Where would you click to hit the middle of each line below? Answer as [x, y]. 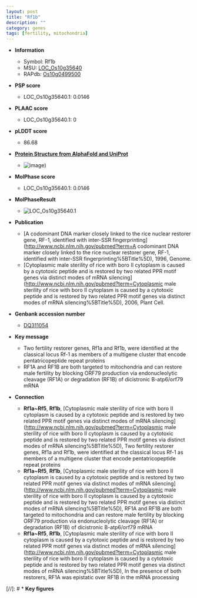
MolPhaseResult [35, 200]
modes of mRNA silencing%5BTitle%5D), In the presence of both [102, 571]
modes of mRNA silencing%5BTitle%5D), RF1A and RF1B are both [103, 509]
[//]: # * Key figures [30, 589]
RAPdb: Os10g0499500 [52, 74]
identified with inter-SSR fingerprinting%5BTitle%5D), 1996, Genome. [107, 259]
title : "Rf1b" [24, 17]
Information [29, 50]
